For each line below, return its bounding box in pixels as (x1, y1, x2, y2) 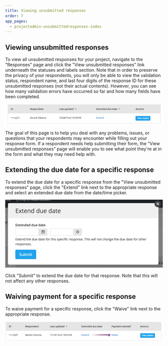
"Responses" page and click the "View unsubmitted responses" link (5, 62, 145, 68)
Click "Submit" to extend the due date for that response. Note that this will (5, 272, 158, 278)
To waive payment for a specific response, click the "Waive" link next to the (5, 305, 161, 311)
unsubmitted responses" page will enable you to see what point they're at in (5, 146, 162, 152)
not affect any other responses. (5, 278, 70, 284)
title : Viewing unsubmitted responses (5, 8, 86, 13)
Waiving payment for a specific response (5, 292, 136, 301)
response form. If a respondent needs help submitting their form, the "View (5, 141, 160, 147)
